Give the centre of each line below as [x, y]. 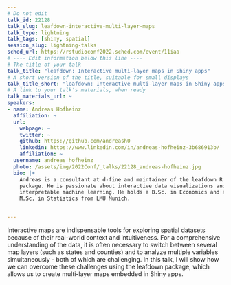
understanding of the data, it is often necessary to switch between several [112, 245]
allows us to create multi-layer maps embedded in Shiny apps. [95, 274]
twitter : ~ [35, 135]
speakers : [21, 103]
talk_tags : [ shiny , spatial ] [49, 39]
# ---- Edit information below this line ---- [75, 58]
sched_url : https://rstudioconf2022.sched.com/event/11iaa [93, 52]
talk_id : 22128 [29, 20]
